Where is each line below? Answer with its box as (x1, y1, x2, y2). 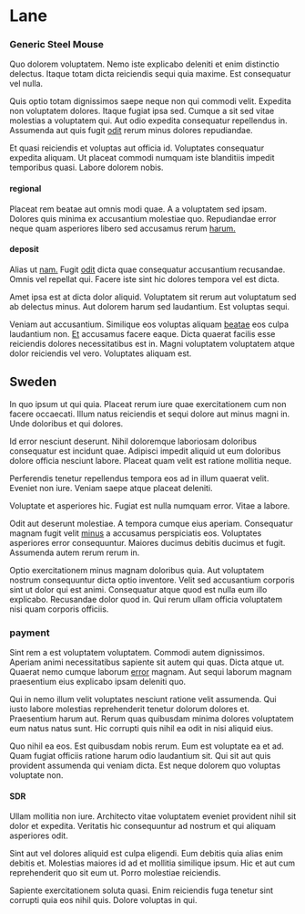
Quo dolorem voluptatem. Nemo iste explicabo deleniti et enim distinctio (9, 58, 280, 69)
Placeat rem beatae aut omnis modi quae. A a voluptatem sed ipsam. (9, 203, 267, 215)
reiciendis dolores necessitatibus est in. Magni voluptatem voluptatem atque (9, 338, 296, 349)
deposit (9, 244, 39, 255)
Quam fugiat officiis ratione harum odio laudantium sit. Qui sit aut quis (9, 751, 271, 761)
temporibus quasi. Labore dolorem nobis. (9, 162, 164, 173)
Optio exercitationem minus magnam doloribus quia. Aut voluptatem (9, 564, 265, 575)
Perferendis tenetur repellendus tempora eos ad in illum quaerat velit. (9, 472, 269, 484)
